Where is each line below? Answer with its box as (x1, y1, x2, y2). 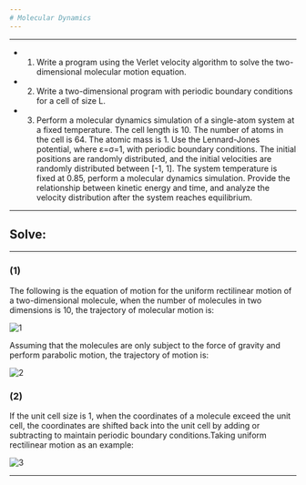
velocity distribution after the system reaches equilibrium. (36, 192, 253, 203)
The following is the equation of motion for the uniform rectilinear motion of (9, 285, 292, 296)
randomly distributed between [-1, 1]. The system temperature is (36, 163, 278, 174)
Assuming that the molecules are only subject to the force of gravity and (9, 339, 280, 350)
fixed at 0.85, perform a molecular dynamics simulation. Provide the (36, 172, 291, 183)
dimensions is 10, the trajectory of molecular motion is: (9, 304, 215, 315)
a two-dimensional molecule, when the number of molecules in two (9, 295, 262, 306)
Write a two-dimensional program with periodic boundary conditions (36, 86, 293, 96)
